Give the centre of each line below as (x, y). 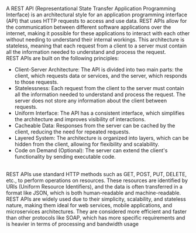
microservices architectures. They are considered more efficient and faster (97, 211)
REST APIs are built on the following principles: (63, 58)
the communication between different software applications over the (89, 27)
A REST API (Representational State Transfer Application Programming (91, 8)
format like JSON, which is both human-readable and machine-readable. (94, 193)
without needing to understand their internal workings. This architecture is (95, 40)
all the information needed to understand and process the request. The (100, 94)
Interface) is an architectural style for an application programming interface (97, 15)
